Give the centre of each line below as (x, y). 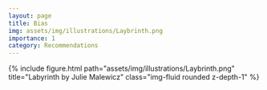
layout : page (30, 16)
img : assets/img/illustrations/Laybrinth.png (85, 31)
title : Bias (28, 23)
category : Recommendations (53, 46)
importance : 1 (32, 38)
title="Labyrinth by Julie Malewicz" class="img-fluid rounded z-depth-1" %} (134, 77)
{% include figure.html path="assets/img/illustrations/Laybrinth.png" (121, 68)
